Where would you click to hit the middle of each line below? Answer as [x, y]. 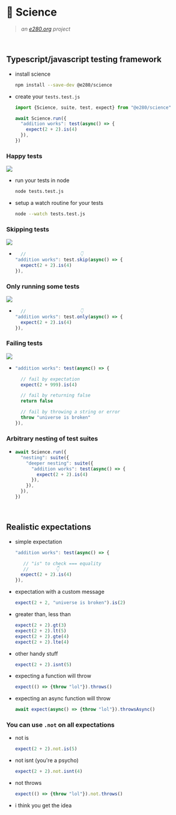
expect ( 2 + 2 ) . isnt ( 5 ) [43, 664]
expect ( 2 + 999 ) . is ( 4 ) [49, 385]
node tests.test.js [39, 192]
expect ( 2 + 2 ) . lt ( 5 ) [41, 630]
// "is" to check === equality [62, 563]
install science [33, 74]
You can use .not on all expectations [61, 725]
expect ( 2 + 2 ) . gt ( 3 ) [41, 625]
